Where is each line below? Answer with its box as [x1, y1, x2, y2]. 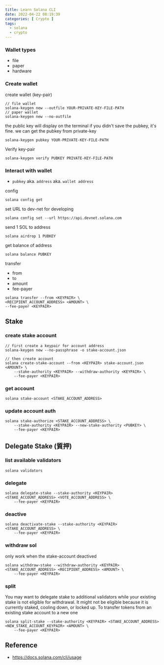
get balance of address [5, 242, 52, 248]
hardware [12, 68, 32, 74]
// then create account [5, 356, 54, 361]
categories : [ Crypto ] [5, 16, 54, 21]
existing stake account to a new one [5, 610, 78, 616]
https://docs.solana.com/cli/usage [12, 654, 82, 660]
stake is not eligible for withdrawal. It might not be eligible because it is [5, 599, 149, 605]
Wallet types [5, 46, 36, 53]
